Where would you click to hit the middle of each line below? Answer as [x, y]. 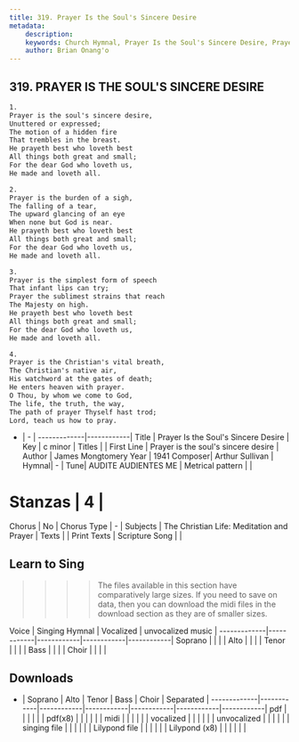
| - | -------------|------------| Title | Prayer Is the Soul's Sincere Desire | [155, 437]
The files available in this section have [167, 585]
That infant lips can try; [59, 289]
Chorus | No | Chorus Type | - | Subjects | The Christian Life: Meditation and [149, 526]
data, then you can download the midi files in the [187, 604]
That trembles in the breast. [65, 140]
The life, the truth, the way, [67, 404]
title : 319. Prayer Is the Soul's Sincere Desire [103, 17]
